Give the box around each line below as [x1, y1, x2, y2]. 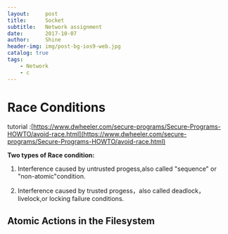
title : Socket [7, 17, 65, 24]
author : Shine [7, 37, 61, 44]
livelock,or [17, 195, 48, 203]
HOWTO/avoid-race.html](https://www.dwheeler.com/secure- [7, 130, 187, 138]
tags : [7, 56, 23, 63]
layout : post [7, 10, 58, 18]
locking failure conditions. [49, 195, 125, 203]
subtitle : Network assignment [7, 23, 102, 30]
